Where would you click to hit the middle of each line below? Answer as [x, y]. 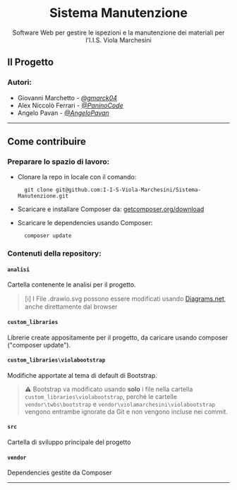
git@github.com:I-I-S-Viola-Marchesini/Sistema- [128, 190]
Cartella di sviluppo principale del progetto [69, 442]
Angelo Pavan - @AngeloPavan [63, 113]
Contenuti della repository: [54, 253]
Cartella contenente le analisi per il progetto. [72, 285]
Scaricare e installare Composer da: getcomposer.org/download [111, 209]
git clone [38, 190]
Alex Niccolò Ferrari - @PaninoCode [70, 105]
